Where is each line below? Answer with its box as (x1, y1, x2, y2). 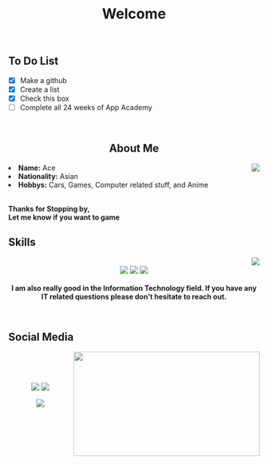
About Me (108, 141, 160, 156)
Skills (8, 236, 36, 249)
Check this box (19, 93, 69, 103)
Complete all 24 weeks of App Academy (19, 102, 153, 112)
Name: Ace (18, 163, 56, 173)
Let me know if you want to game (8, 212, 120, 222)
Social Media (8, 331, 74, 344)
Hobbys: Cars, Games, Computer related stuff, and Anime (18, 180, 209, 189)
